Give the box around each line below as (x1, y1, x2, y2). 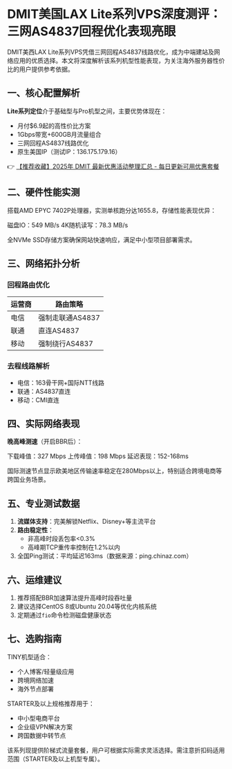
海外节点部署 (17, 685, 54, 693)
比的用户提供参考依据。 (7, 65, 74, 73)
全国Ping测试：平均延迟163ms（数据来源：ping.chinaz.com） (17, 552, 193, 560)
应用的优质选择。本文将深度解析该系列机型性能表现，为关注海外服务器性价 (12, 56, 225, 64)
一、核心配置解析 (7, 87, 80, 99)
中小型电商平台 (17, 714, 60, 722)
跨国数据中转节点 (17, 731, 66, 739)
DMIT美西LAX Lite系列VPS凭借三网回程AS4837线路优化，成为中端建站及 (7, 48, 215, 56)
